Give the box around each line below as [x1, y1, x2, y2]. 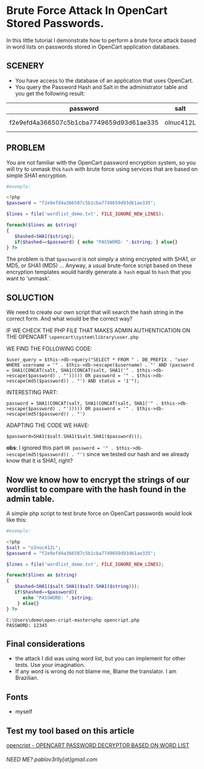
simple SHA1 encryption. [6, 171, 68, 179]
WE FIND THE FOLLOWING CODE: [6, 345, 92, 352]
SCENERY [6, 61, 44, 71]
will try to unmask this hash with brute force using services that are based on [6, 165, 198, 173]
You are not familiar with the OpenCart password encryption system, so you [6, 159, 196, 166]
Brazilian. [15, 674, 39, 682]
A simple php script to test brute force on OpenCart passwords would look [6, 510, 192, 517]
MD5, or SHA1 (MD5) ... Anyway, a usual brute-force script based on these [6, 262, 192, 269]
